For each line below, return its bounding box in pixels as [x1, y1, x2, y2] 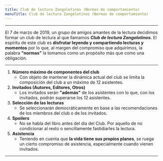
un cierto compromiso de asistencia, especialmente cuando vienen [19, 141, 154, 146]
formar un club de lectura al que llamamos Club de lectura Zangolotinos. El [5, 34, 157, 40]
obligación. [5, 55, 28, 61]
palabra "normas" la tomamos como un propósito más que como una [5, 50, 145, 56]
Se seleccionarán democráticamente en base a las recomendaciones [19, 105, 158, 111]
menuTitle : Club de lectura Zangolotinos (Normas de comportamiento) [5, 12, 149, 16]
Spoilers [12, 115, 30, 121]
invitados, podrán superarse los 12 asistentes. [19, 95, 111, 101]
